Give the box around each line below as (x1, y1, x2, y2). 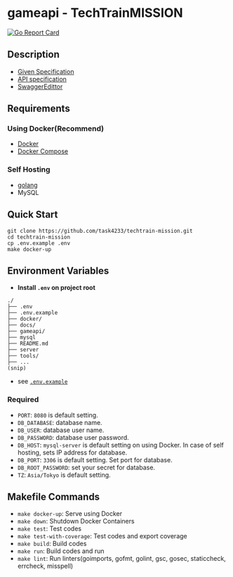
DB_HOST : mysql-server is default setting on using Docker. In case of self (17, 440, 225, 449)
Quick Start (7, 209, 58, 221)
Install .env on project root (17, 284, 96, 292)
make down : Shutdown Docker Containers (17, 517, 135, 526)
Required (7, 395, 39, 405)
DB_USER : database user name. (17, 426, 105, 434)
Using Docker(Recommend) (7, 124, 104, 134)
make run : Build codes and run (17, 547, 105, 555)
